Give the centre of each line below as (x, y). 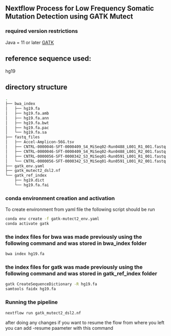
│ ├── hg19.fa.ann (27, 118)
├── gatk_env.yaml (25, 166)
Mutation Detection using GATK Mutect (69, 17)
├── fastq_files (23, 137)
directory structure (36, 87)
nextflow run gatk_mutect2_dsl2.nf (43, 313)
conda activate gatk (27, 224)
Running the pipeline (31, 302)
